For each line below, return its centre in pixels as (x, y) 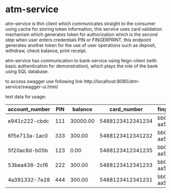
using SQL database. (27, 71)
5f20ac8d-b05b (28, 150)
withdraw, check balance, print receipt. (46, 51)
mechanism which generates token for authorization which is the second (81, 34)
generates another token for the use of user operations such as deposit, (81, 45)
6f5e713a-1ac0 (28, 135)
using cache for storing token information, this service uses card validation (84, 29)
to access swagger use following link (44, 81)
